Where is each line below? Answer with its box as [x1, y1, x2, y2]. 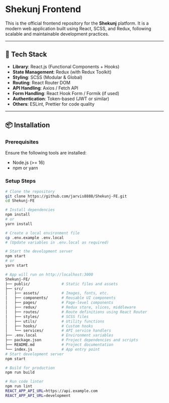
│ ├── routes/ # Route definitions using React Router [5, 309, 147, 314]
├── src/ [5, 286, 24, 291]
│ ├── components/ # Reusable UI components [5, 295, 116, 300]
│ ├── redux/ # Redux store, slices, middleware [5, 305, 136, 310]
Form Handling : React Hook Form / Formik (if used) [12, 90, 120, 96]
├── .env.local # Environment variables [5, 333, 114, 338]
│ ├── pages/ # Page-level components [5, 300, 114, 305]
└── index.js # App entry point [5, 347, 100, 352]
